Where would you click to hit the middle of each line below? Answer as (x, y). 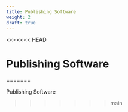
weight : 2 (19, 17)
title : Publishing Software (41, 12)
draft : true (21, 23)
